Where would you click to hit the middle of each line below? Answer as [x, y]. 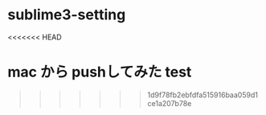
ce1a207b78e [170, 103]
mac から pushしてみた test [100, 72]
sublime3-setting [67, 15]
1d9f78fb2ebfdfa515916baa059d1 [203, 95]
